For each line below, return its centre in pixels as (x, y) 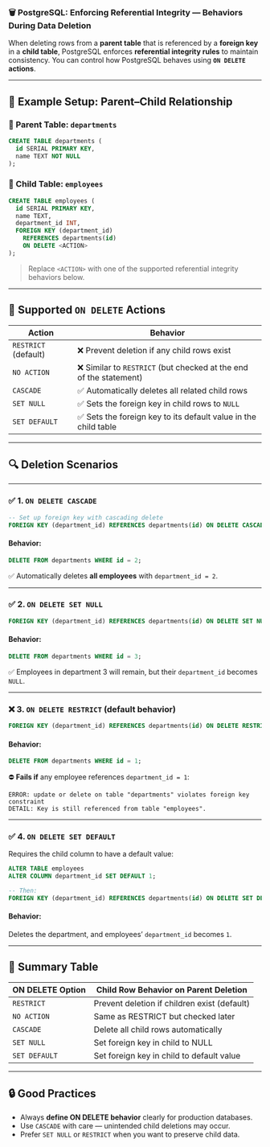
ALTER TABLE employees (46, 869)
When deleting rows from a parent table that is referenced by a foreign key (133, 43)
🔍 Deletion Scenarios (63, 465)
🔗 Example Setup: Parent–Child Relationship (121, 102)
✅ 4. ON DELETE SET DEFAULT (62, 837)
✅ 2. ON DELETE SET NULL (55, 604)
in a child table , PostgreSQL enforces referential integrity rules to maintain (133, 51)
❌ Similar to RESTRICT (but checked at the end (163, 367)
